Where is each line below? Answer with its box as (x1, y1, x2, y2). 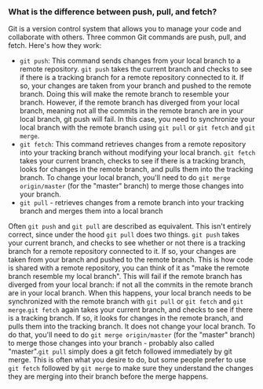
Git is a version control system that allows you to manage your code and (8, 24, 242, 34)
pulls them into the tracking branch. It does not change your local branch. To (8, 321, 256, 332)
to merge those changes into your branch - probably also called (8, 339, 214, 348)
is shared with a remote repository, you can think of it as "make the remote (8, 263, 250, 273)
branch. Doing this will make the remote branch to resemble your (19, 90, 230, 99)
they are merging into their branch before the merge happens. (8, 372, 209, 381)
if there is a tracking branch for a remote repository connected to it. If (19, 73, 245, 83)
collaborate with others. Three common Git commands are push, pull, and (8, 32, 247, 42)
